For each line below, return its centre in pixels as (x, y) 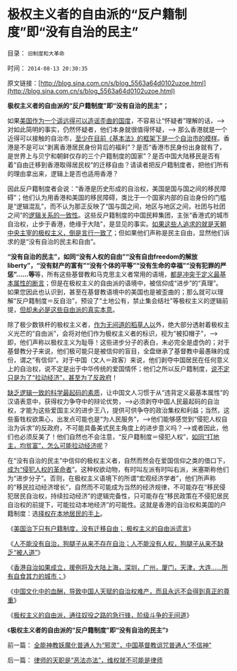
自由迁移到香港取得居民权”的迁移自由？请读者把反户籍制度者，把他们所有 (123, 165)
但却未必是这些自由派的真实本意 (66, 309)
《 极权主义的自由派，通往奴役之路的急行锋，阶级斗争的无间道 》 (100, 614)
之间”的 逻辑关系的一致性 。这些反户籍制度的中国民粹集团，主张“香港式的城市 (118, 215)
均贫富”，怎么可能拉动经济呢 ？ (64, 445)
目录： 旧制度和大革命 (36, 53)
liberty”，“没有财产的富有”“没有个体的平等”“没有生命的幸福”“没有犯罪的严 (117, 265)
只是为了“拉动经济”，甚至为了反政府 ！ (63, 377)
